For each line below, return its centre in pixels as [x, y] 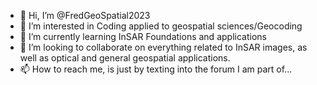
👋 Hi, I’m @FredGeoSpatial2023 [85, 15]
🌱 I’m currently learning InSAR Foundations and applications [143, 36]
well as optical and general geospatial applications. [125, 58]
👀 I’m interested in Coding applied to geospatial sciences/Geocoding [161, 26]
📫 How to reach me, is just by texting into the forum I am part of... [156, 69]
